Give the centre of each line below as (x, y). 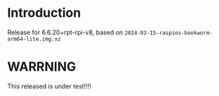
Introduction (44, 13)
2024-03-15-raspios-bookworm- (168, 33)
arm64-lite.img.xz (34, 39)
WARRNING (42, 67)
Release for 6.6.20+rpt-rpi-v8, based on (65, 32)
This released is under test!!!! (49, 86)
